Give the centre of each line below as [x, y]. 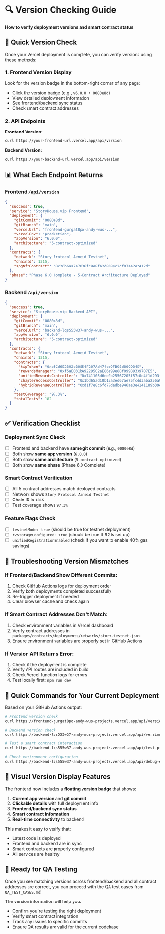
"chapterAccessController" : [47, 380]
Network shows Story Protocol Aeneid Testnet [61, 494]
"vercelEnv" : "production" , [42, 234]
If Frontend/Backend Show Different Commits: [61, 575]
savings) [21, 546]
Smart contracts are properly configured [53, 849]
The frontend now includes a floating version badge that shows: [71, 789]
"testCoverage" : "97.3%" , [41, 394]
